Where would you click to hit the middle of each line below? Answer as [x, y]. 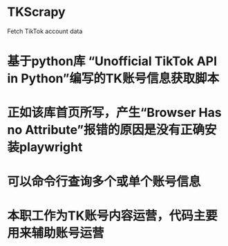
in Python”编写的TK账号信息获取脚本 [113, 78]
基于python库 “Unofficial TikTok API [112, 61]
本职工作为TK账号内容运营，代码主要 [112, 216]
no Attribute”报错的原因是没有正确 [106, 130]
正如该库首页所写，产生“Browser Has [115, 113]
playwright [51, 148]
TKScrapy [36, 12]
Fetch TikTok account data [45, 31]
